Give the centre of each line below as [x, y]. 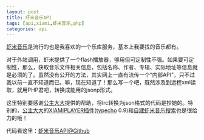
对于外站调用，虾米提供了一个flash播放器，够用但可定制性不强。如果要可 [98, 60]
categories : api [27, 29]
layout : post [23, 12]
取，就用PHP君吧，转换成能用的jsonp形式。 [61, 90]
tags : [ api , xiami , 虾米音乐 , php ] [46, 23]
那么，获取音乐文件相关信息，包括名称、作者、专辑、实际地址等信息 [107, 67]
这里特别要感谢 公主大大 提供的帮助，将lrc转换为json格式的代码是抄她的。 [97, 103]
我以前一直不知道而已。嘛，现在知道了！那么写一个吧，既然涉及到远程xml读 [101, 82]
